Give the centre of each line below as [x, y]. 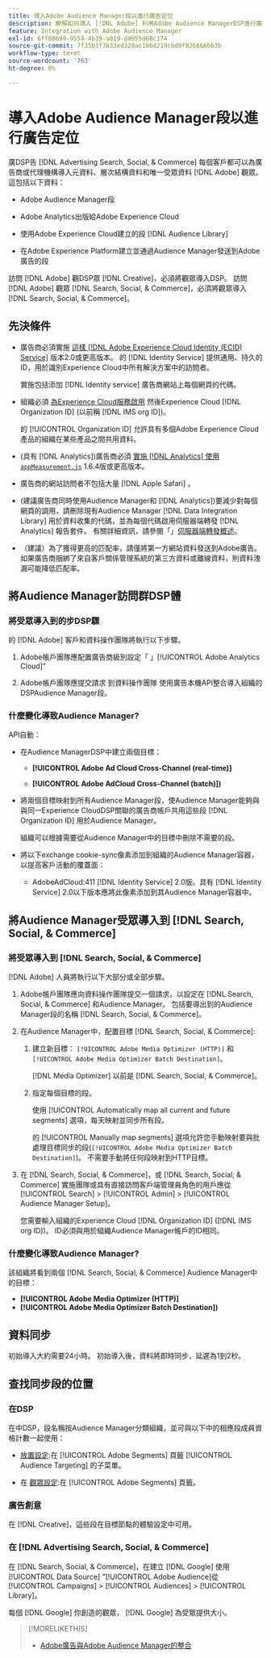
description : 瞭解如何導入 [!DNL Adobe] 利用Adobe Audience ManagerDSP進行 [132, 23]
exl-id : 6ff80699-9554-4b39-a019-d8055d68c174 [88, 38]
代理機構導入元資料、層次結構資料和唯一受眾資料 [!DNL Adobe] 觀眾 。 [146, 172]
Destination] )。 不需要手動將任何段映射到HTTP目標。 [122, 1158]
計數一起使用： [40, 1438]
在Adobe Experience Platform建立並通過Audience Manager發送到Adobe [140, 250]
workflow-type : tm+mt [45, 53]
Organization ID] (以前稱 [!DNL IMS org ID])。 [95, 412]
